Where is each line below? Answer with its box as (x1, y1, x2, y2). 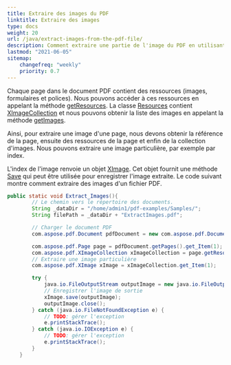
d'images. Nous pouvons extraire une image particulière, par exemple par (7, 144, 216, 152)
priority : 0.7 (19, 67, 60, 74)
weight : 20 (7, 29, 38, 36)
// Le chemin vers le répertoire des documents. (32, 199, 174, 206)
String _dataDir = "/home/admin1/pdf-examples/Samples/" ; (32, 205, 201, 212)
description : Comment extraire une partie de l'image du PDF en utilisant (7, 42, 226, 49)
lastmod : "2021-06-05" (7, 49, 72, 56)
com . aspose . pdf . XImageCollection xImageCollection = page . (32, 249, 205, 256)
